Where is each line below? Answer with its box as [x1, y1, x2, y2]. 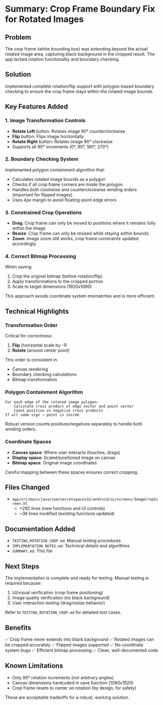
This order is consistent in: [5, 357, 58, 363]
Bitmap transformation [12, 377, 57, 383]
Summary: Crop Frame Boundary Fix [5, 3, 155, 15]
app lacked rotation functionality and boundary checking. [5, 56, 120, 62]
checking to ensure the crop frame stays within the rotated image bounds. [5, 88, 154, 94]
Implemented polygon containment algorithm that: [5, 167, 106, 173]
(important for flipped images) [12, 192, 73, 197]
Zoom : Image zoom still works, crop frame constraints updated [12, 236, 139, 242]
